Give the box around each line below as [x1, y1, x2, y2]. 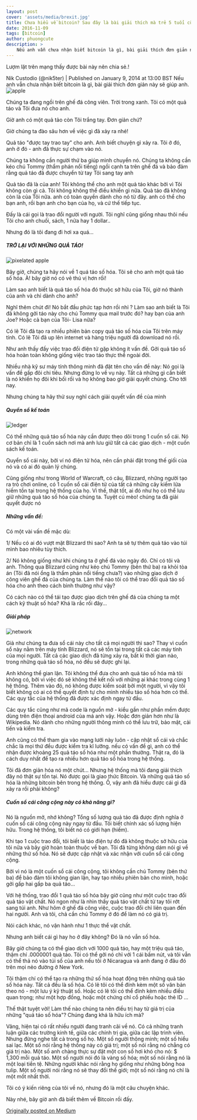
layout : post [6, 8, 38, 15]
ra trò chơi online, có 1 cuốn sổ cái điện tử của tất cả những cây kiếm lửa [6, 481, 181, 488]
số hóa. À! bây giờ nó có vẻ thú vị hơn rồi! [6, 275, 107, 282]
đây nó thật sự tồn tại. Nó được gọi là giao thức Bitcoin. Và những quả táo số [6, 772, 190, 779]
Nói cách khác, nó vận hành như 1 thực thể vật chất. [6, 921, 132, 929]
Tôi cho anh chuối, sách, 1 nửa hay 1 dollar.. [6, 217, 111, 224]
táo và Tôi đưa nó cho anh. [6, 104, 70, 112]
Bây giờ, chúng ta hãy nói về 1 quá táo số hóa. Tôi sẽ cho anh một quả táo [6, 268, 184, 275]
